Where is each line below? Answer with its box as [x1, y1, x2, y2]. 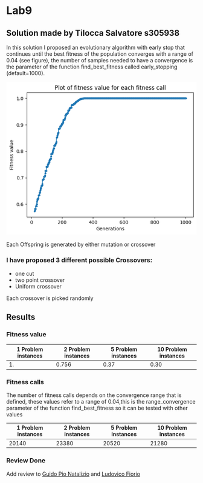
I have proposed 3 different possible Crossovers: [6, 256, 153, 264]
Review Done [6, 456, 46, 465]
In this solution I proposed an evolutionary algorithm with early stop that [6, 44, 185, 51]
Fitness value [6, 330, 47, 339]
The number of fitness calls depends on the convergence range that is [6, 391, 182, 399]
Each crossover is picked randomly [6, 295, 94, 302]
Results [6, 312, 36, 322]
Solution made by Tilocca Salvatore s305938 [6, 28, 180, 38]
